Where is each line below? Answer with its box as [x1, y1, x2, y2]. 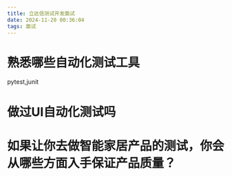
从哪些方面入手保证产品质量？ [7, 155, 177, 170]
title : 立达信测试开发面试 [7, 10, 76, 17]
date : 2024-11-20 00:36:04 [7, 16, 85, 23]
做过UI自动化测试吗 [7, 104, 116, 120]
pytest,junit [7, 78, 39, 86]
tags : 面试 [7, 23, 36, 30]
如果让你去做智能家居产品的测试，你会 [7, 138, 225, 153]
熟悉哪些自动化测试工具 [7, 54, 140, 70]
